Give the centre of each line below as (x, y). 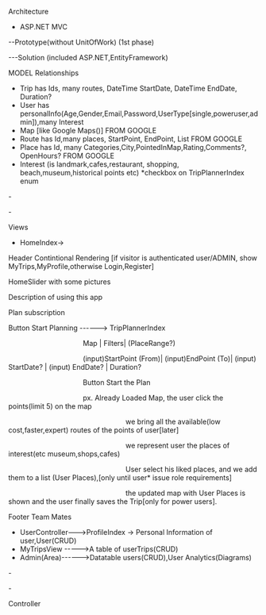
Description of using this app (56, 297)
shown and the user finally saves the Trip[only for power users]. (113, 502)
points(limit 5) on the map (50, 406)
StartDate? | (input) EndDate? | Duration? (75, 367)
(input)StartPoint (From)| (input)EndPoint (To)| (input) (170, 359)
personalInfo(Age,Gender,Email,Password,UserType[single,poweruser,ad (139, 113)
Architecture (29, 12)
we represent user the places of (178, 445)
